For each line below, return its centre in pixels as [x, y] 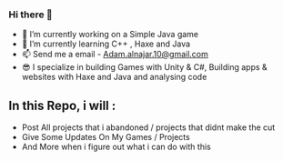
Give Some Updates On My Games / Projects [106, 137]
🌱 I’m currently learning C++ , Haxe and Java [106, 44]
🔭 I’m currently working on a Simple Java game [110, 35]
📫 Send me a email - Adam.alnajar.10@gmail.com [115, 55]
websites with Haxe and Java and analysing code [114, 77]
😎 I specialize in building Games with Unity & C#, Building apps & [144, 67]
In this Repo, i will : [62, 105]
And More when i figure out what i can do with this [116, 147]
